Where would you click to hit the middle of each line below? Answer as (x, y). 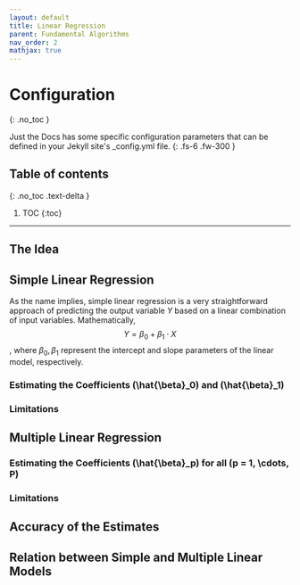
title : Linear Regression (57, 26)
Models (30, 571)
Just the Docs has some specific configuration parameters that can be (139, 137)
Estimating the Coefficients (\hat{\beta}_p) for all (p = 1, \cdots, (149, 463)
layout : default (39, 17)
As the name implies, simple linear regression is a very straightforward (138, 301)
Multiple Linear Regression (86, 437)
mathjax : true (36, 51)
